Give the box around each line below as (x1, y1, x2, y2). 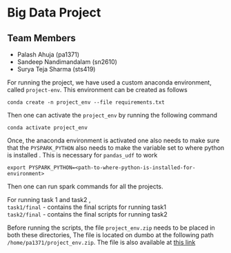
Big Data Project (7, 5, 101, 21)
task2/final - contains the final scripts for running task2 (7, 210, 168, 218)
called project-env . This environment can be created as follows (7, 86, 188, 93)
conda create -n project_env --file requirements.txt (7, 99, 165, 106)
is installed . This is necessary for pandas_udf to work (7, 151, 158, 159)
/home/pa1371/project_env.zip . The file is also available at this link (7, 239, 196, 246)
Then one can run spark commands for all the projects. (7, 182, 163, 190)
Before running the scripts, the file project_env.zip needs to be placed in (7, 223, 215, 232)
